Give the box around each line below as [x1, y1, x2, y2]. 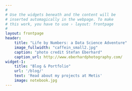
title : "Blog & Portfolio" [14, 64, 71, 69]
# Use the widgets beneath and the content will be [5, 12, 116, 17]
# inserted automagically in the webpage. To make [5, 17, 114, 22]
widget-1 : [5, 59, 26, 64]
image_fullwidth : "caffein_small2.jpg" [14, 45, 98, 50]
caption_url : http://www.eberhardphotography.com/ [14, 54, 123, 60]
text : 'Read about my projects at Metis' [14, 73, 102, 78]
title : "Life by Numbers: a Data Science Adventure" [14, 40, 127, 45]
